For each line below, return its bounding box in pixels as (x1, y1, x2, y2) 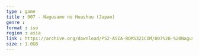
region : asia (6, 30, 41, 36)
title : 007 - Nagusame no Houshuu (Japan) (6, 14, 115, 20)
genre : (6, 19, 25, 25)
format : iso (6, 24, 38, 31)
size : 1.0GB (6, 41, 38, 47)
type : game (6, 8, 36, 15)
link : (6, 36, 23, 41)
